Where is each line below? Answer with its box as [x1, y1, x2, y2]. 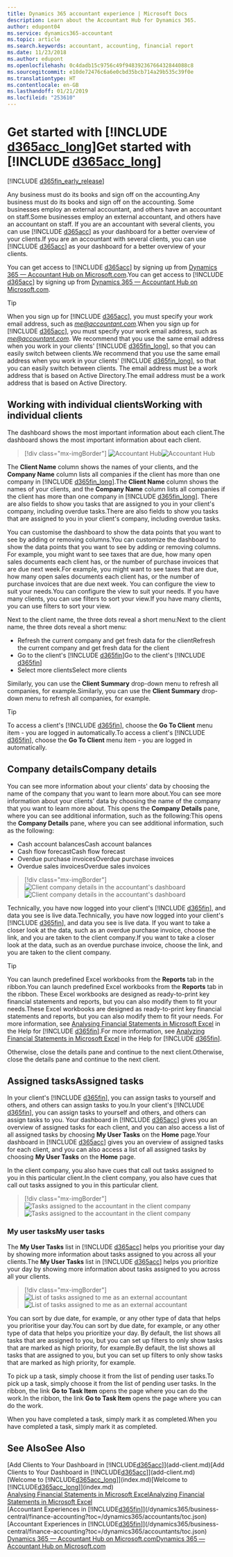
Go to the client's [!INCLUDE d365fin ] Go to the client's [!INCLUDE [17, 651, 206, 659]
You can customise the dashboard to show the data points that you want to [7, 528, 222, 536]
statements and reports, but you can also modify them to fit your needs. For [7, 1012, 223, 1020]
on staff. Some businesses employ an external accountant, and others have [7, 212, 221, 221]
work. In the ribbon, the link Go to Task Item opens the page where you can [7, 1393, 222, 1402]
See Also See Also [7, 1442, 85, 1455]
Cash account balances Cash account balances [17, 839, 153, 848]
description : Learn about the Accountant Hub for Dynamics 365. [7, 17, 197, 24]
